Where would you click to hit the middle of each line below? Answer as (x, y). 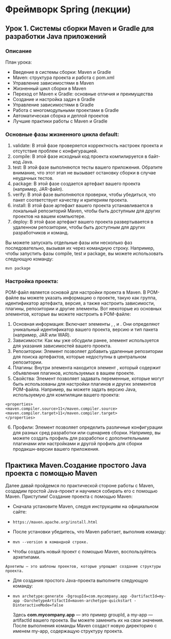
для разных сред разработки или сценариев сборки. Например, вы (87, 433)
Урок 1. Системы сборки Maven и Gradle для (80, 28)
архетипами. (27, 557)
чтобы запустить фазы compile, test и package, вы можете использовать (84, 254)
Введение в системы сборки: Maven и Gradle (62, 72)
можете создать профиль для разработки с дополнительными (81, 438)
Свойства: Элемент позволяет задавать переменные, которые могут (88, 378)
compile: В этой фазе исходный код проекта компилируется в (80, 156)
